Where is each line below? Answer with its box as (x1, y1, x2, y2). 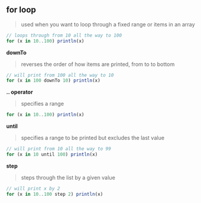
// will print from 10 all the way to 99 (6, 146, 112, 152)
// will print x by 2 (6, 186, 61, 192)
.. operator (6, 88, 33, 95)
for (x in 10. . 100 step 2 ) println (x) (6, 191, 103, 197)
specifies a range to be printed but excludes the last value (20, 135, 165, 142)
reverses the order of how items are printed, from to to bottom (20, 60, 175, 68)
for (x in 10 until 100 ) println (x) (6, 151, 98, 158)
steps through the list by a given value (20, 174, 116, 181)
